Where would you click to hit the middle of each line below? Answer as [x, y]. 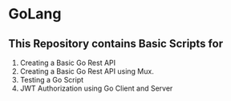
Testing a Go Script [52, 80]
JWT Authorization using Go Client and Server [96, 88]
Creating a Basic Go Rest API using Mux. [87, 71]
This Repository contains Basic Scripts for [115, 44]
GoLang [35, 14]
